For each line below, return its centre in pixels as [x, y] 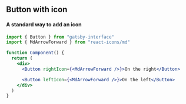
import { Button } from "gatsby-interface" [60, 37]
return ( [22, 58]
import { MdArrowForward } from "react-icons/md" [68, 42]
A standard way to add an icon [44, 24]
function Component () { [35, 53]
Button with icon [37, 10]
